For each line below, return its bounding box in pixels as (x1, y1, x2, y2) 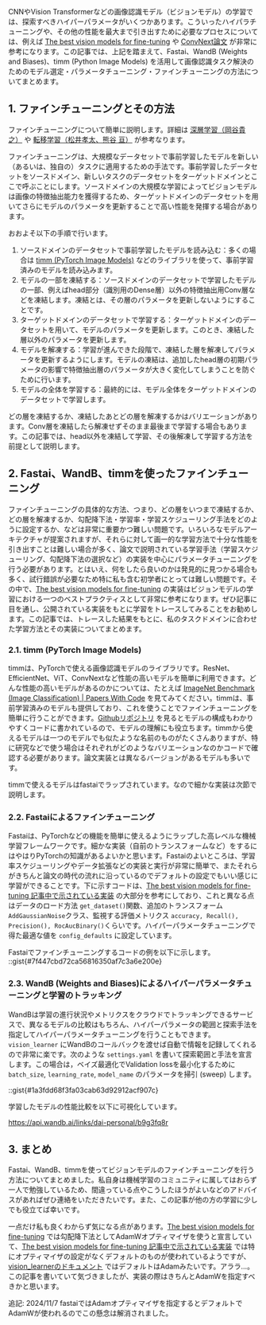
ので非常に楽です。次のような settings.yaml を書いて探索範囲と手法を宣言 (8, 1049, 253, 1059)
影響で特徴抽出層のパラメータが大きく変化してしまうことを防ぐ (47, 365, 256, 374)
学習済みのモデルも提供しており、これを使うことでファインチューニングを (14, 703, 258, 713)
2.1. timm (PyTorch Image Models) (8, 644, 142, 655)
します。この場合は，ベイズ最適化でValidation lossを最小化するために (8, 1059, 236, 1069)
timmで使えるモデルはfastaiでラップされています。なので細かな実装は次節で (8, 780, 257, 789)
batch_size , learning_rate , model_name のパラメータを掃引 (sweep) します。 (8, 1069, 256, 1079)
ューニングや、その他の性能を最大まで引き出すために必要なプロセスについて (8, 27, 259, 36)
